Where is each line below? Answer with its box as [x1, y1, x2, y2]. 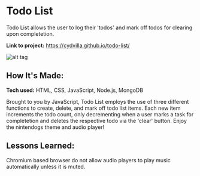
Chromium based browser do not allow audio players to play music [6, 156, 171, 163]
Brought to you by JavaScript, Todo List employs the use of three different [6, 98, 189, 105]
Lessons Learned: [6, 141, 75, 151]
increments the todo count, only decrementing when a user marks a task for [6, 110, 194, 118]
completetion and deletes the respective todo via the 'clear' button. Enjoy [6, 117, 187, 124]
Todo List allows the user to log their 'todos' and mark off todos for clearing [6, 24, 193, 31]
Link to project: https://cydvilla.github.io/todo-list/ [6, 42, 130, 49]
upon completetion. [6, 30, 54, 37]
